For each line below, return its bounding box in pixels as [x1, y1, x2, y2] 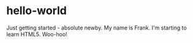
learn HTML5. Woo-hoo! [6, 30, 67, 37]
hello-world [6, 4, 67, 18]
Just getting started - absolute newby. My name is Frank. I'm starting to [6, 24, 187, 31]
